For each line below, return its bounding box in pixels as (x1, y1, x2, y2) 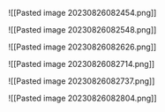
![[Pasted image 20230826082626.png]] (8, 41, 157, 52)
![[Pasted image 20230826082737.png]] (8, 76, 155, 86)
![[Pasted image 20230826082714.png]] (8, 59, 155, 69)
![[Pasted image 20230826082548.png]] (8, 25, 157, 34)
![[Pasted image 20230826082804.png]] (8, 93, 157, 103)
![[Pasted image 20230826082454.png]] (8, 8, 157, 18)
